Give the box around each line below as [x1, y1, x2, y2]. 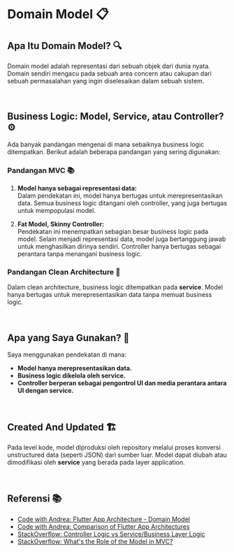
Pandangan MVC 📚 [7, 165, 75, 175]
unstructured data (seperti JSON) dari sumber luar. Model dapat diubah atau [7, 450, 227, 460]
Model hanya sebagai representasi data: [17, 184, 138, 193]
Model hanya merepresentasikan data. [17, 364, 133, 373]
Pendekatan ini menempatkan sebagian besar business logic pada [17, 228, 208, 236]
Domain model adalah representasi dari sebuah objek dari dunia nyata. [7, 62, 211, 70]
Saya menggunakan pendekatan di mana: [7, 350, 127, 359]
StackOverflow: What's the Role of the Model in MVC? [17, 537, 173, 546]
